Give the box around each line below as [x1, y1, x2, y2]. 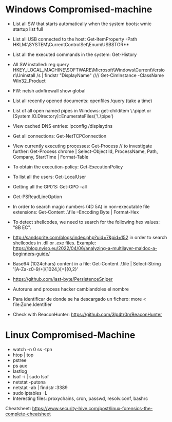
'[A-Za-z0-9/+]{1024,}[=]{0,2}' [12, 266, 79, 272]
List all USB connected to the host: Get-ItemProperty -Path [12, 36, 138, 42]
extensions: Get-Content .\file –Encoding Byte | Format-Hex [12, 209, 139, 215]
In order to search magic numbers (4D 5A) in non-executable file [12, 203, 150, 209]
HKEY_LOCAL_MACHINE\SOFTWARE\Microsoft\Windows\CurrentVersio [12, 67, 165, 73]
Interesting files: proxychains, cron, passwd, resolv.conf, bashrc [12, 395, 148, 401]
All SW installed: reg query [12, 61, 69, 67]
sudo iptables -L [12, 390, 48, 396]
